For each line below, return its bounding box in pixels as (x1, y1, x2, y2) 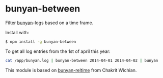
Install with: (5, 29, 30, 35)
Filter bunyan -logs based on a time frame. (5, 20, 94, 26)
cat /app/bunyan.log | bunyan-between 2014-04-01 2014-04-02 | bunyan (5, 58, 158, 63)
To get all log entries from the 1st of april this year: (5, 48, 111, 54)
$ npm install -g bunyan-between (5, 39, 76, 44)
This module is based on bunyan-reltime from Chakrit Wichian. (5, 67, 137, 73)
